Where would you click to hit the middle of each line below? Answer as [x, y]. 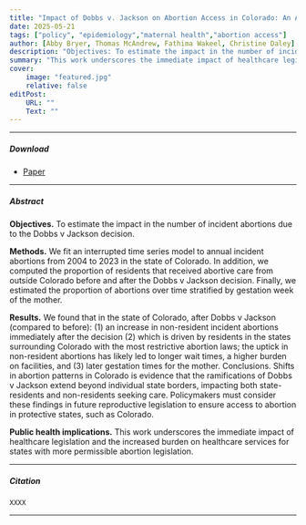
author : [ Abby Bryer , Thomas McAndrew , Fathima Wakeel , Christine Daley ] [153, 43]
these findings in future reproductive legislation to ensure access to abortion [153, 405]
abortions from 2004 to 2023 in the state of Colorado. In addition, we [139, 262]
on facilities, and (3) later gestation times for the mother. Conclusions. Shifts [152, 366]
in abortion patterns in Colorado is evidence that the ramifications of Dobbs [151, 376]
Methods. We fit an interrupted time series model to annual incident [137, 252]
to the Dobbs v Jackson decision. [72, 234]
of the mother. [36, 300]
